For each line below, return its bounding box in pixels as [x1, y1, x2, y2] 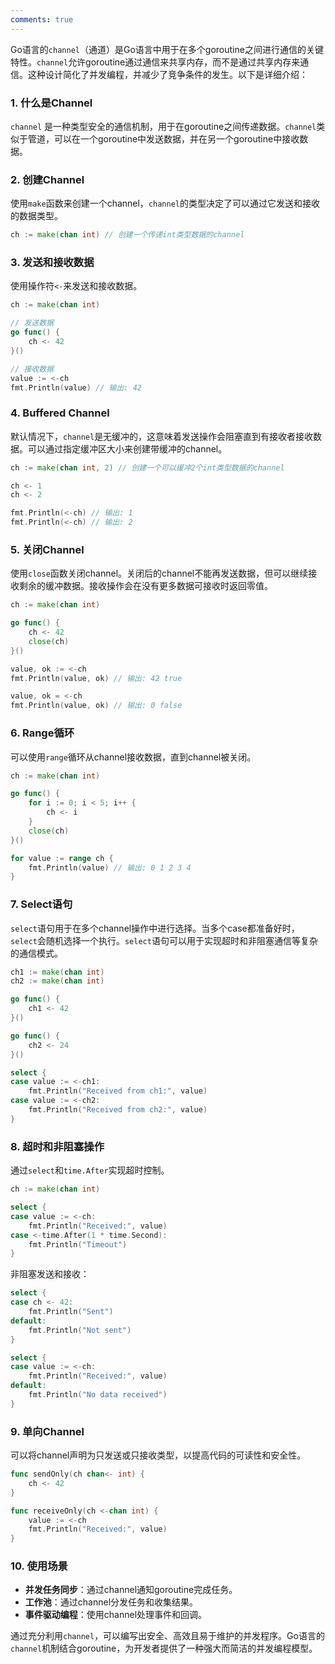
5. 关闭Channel [10, 542, 85, 556]
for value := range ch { [10, 853, 114, 863]
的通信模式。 [10, 947, 63, 959]
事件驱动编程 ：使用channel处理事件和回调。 [24, 1609, 208, 1621]
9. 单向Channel [10, 1424, 85, 1438]
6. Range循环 [10, 726, 75, 740]
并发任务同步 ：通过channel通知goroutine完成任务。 [24, 1584, 238, 1596]
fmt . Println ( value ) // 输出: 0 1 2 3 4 [28, 862, 192, 873]
